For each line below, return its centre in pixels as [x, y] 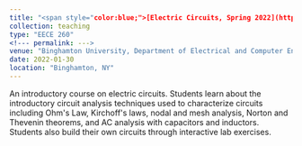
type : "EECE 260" [42, 34]
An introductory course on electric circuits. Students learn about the [135, 93]
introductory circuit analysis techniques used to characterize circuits [136, 103]
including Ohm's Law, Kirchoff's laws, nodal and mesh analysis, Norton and [149, 113]
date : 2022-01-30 [42, 59]
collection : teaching [50, 26]
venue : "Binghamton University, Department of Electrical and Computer [146, 51]
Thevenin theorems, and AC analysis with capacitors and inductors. [134, 122]
